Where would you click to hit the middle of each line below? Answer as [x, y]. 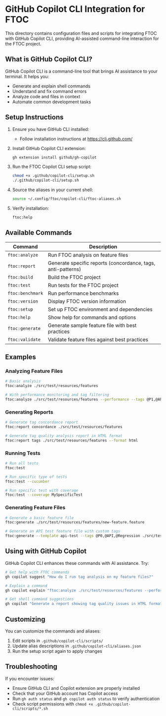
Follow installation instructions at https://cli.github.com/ [76, 139]
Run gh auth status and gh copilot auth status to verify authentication [86, 698]
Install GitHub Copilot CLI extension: [49, 148]
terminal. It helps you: [27, 76]
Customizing [25, 619]
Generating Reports [29, 412]
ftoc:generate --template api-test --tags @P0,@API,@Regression [73, 536]
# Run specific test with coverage [42, 490]
